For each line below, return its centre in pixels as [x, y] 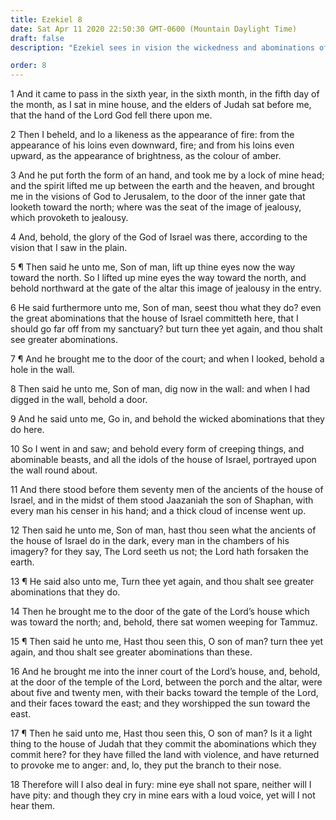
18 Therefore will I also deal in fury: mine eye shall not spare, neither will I [161, 785]
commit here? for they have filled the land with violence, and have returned [165, 755]
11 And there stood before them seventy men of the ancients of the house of [167, 490]
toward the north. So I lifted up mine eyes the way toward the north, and [158, 278]
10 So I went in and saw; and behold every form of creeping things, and [157, 449]
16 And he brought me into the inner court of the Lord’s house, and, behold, [165, 672]
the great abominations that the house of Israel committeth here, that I [154, 318]
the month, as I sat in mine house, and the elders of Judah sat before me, [161, 105]
